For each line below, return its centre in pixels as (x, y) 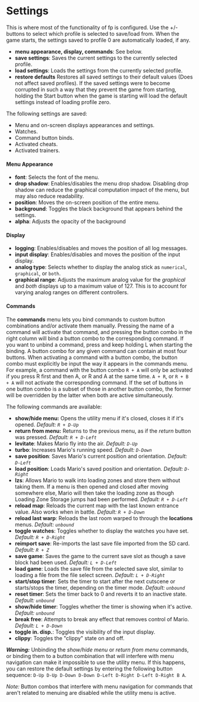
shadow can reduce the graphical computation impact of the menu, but (102, 190)
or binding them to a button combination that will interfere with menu (90, 656)
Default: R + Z (32, 550)
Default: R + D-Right (40, 537)
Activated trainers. (37, 150)
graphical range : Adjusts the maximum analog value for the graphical (100, 280)
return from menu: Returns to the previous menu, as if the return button (103, 431)
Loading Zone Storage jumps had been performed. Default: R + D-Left (101, 499)
